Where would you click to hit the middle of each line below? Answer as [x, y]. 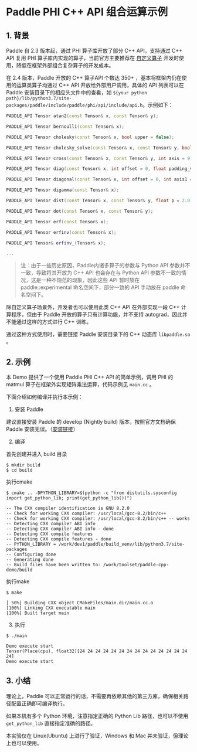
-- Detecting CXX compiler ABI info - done [60, 529]
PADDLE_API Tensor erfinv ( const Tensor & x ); [61, 232]
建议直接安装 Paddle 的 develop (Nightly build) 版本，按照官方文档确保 [91, 422]
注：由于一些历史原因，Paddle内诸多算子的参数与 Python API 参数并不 [105, 266]
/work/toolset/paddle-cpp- [136, 565]
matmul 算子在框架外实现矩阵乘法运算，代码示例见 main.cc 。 [80, 384]
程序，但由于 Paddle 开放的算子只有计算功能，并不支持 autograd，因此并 [99, 315]
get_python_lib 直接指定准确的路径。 [51, 723]
